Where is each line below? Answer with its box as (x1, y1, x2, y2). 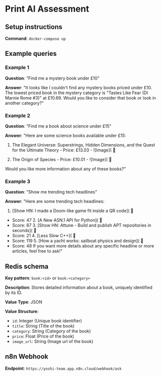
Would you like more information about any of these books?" (5, 166, 126, 172)
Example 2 (5, 112, 31, 119)
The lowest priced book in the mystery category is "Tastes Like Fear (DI (5, 90, 148, 96)
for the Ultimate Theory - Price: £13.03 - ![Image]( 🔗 (12, 147, 116, 153)
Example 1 (5, 64, 30, 71)
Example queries (5, 49, 57, 58)
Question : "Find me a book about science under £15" (5, 123, 112, 129)
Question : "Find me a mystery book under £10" (5, 75, 100, 81)
